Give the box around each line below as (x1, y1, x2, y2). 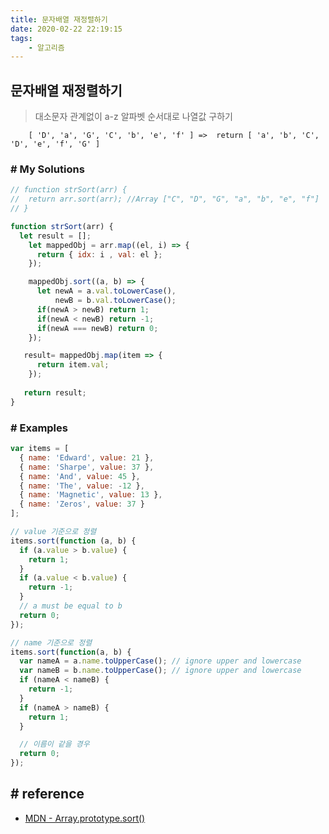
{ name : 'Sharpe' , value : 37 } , (19, 462, 155, 472)
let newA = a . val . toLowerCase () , (36, 286, 177, 296)
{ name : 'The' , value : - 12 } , (19, 481, 145, 491)
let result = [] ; (19, 231, 92, 241)
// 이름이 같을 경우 (19, 739, 90, 750)
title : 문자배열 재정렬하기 (10, 14, 108, 25)
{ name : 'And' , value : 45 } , (19, 471, 141, 481)
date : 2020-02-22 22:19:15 (10, 24, 123, 34)
